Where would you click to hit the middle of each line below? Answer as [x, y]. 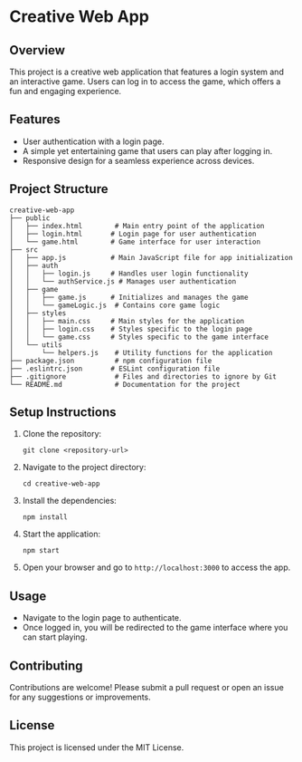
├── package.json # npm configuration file [111, 361]
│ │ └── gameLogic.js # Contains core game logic [115, 305]
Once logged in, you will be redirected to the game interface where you [155, 628]
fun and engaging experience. [66, 91]
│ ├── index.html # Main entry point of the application [137, 226]
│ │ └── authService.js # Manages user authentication [123, 281]
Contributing [46, 666]
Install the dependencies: [70, 501]
